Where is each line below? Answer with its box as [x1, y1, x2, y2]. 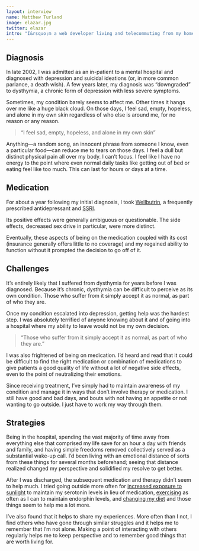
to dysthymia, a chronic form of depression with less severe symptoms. [6, 87, 181, 94]
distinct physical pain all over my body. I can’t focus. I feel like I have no [6, 153, 181, 160]
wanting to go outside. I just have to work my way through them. [6, 401, 163, 408]
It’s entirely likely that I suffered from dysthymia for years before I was [6, 279, 176, 286]
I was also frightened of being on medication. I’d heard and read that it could [6, 352, 192, 359]
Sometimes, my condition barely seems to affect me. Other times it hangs [6, 98, 185, 105]
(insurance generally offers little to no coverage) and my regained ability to [6, 240, 188, 247]
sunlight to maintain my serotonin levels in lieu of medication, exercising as [6, 489, 188, 496]
